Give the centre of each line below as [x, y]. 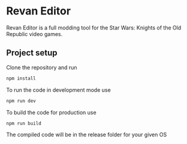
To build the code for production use [52, 112]
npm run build [24, 123]
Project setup [32, 53]
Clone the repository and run [42, 67]
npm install [21, 78]
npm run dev [21, 101]
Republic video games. [34, 34]
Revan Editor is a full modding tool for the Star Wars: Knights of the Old [94, 28]
